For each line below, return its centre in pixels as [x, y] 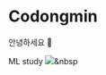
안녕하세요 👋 [31, 42]
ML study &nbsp [43, 61]
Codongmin [53, 17]
